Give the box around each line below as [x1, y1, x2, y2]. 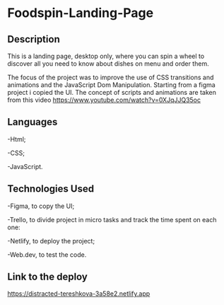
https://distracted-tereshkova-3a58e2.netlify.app [7, 289, 151, 298]
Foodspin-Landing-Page [7, 5, 154, 21]
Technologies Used [7, 183, 94, 195]
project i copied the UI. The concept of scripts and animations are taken [7, 88, 217, 96]
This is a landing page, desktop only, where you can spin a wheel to [7, 52, 205, 60]
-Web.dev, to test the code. [7, 250, 87, 259]
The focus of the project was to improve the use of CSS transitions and [7, 73, 214, 81]
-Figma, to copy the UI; [7, 202, 75, 210]
